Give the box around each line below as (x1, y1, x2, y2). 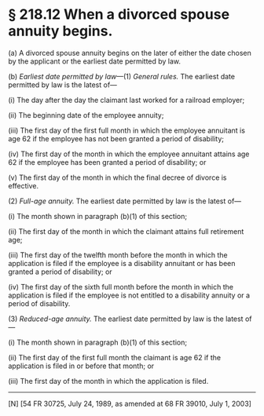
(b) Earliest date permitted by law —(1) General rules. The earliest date (8, 71, 236, 81)
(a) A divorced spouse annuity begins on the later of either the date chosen (8, 48, 251, 57)
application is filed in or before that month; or (8, 361, 155, 370)
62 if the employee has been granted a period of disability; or (8, 157, 207, 166)
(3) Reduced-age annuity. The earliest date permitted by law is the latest (8, 314, 244, 323)
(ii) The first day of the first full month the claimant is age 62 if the (8, 352, 222, 362)
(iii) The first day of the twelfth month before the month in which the (8, 250, 228, 260)
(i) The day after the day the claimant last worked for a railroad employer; (8, 95, 245, 104)
